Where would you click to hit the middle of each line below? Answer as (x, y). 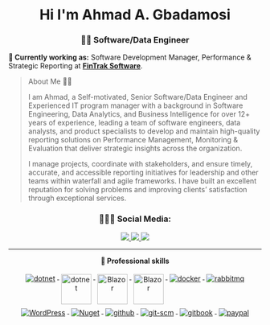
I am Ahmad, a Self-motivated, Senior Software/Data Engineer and (137, 97)
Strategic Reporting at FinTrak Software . (76, 66)
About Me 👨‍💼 (50, 81)
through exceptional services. (77, 198)
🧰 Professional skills (135, 261)
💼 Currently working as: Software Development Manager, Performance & (130, 57)
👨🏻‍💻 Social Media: (135, 219)
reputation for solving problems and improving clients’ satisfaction (137, 190)
